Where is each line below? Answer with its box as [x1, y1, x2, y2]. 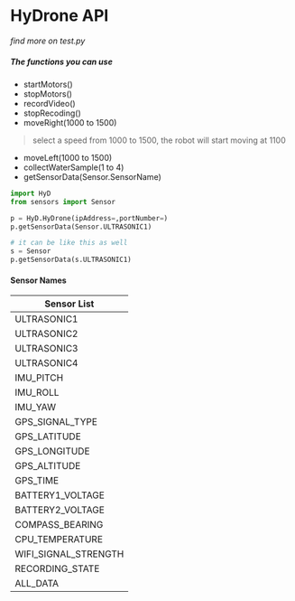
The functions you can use [10, 56, 114, 67]
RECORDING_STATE [14, 562, 100, 575]
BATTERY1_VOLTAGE [14, 489, 105, 502]
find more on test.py [10, 35, 86, 46]
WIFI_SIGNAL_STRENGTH [14, 548, 124, 560]
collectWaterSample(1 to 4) [23, 162, 124, 173]
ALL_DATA [14, 578, 60, 590]
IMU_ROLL [14, 386, 60, 399]
